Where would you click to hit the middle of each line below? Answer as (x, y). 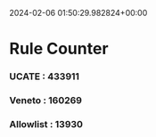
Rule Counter (59, 49)
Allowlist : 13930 (46, 124)
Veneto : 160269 (46, 101)
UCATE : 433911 (45, 77)
